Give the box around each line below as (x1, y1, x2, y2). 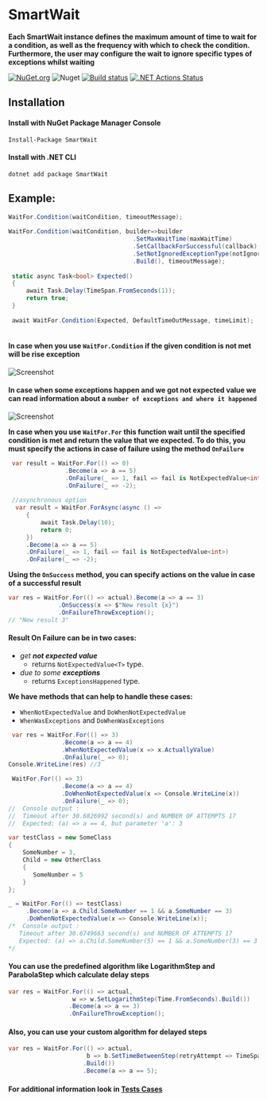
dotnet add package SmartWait (8, 170, 109, 178)
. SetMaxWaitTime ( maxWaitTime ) (132, 235, 233, 244)
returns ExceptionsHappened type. (31, 676, 141, 685)
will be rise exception (8, 349, 80, 359)
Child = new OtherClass (22, 856, 102, 865)
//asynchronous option (11, 496, 87, 505)
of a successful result (8, 579, 82, 588)
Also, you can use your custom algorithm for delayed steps (8, 1027, 207, 1037)
